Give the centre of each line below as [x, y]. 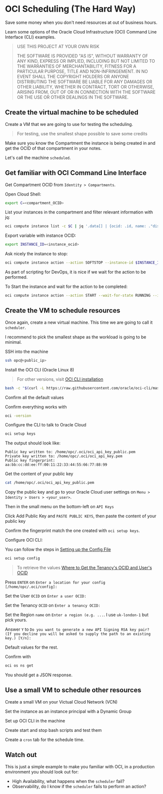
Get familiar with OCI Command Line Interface [76, 173]
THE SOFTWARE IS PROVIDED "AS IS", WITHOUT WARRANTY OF [82, 56]
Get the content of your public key [39, 474]
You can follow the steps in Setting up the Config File [58, 549]
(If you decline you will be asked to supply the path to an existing [78, 634]
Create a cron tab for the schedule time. [45, 740]
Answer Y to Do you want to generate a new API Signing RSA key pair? [77, 629]
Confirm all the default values [34, 397]
